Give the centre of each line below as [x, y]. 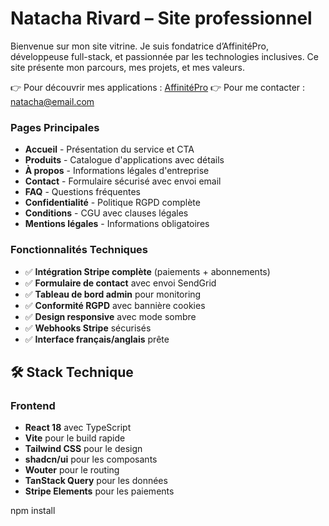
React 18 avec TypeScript [78, 428]
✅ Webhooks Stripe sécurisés [88, 328]
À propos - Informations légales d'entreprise [117, 171]
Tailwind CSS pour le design [83, 449]
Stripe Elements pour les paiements [99, 491]
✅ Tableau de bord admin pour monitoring [113, 294]
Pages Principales [55, 127]
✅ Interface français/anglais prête [97, 339]
